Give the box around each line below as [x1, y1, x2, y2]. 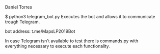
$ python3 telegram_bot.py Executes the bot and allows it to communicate [5, 14, 156, 19]
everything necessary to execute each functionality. [5, 43, 110, 49]
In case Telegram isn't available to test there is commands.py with [5, 38, 138, 44]
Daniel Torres [5, 4, 32, 10]
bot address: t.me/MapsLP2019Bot [5, 28, 75, 34]
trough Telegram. [5, 19, 40, 25]
